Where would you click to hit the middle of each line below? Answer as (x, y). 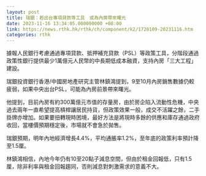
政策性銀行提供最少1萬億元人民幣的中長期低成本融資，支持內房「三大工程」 (101, 61)
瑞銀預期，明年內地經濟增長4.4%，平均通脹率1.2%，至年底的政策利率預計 (100, 138)
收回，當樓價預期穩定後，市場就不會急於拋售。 (65, 125)
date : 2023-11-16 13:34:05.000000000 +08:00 (64, 23)
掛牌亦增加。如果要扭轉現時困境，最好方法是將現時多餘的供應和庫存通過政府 (103, 118)
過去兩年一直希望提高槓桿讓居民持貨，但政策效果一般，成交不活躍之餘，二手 (103, 110)
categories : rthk (29, 35)
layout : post (23, 12)
